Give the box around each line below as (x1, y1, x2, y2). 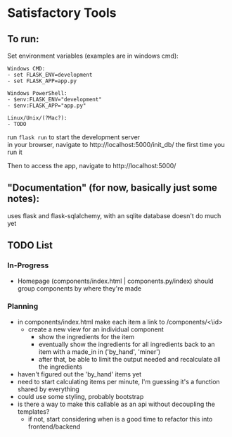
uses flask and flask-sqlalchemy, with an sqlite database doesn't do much (7, 211, 221, 220)
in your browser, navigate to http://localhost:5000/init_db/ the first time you (7, 141, 225, 148)
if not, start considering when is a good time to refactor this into (27, 414, 213, 423)
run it (7, 148, 22, 156)
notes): (7, 193, 40, 205)
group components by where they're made (17, 284, 142, 293)
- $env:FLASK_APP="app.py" (7, 102, 86, 109)
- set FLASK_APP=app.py (7, 77, 77, 84)
